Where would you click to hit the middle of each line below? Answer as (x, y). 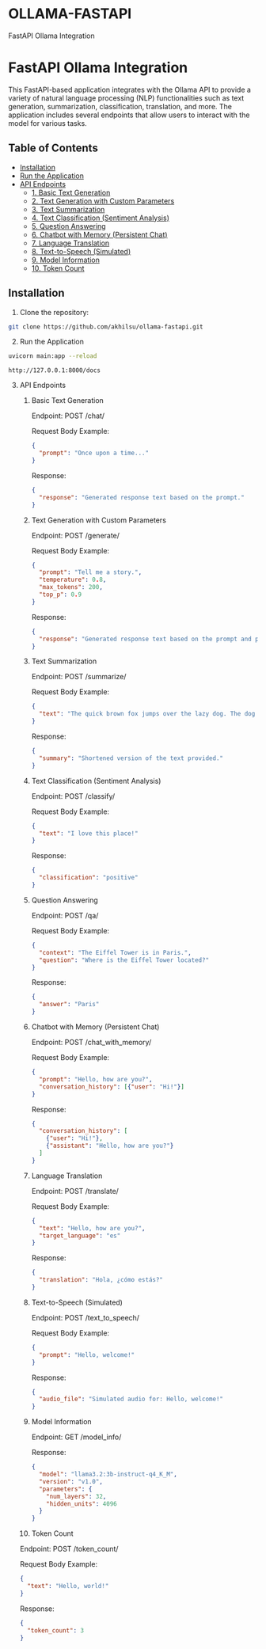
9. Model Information (66, 260)
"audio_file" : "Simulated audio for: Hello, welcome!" (131, 1399)
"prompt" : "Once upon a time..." (93, 453)
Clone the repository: (54, 312)
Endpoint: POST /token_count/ (69, 1549)
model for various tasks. (47, 123)
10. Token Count (58, 268)
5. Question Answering (68, 226)
